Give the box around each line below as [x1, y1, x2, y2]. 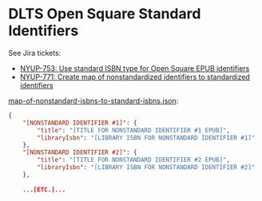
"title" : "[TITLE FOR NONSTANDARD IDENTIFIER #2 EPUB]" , [37, 156, 230, 164]
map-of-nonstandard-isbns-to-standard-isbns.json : [8, 96, 179, 105]
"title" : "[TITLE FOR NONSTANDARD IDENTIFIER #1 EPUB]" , [37, 126, 230, 134]
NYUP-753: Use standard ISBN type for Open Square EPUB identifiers [19, 63, 250, 73]
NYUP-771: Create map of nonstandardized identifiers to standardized [19, 72, 250, 81]
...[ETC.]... [22, 185, 66, 194]
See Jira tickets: [8, 48, 62, 57]
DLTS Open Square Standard [8, 5, 201, 23]
